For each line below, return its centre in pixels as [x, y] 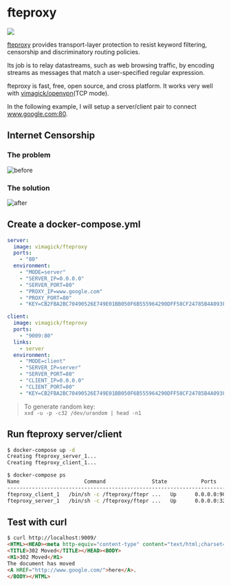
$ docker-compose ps [37, 475]
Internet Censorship [51, 135]
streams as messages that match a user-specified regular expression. [106, 72]
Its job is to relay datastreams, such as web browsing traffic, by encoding [111, 65]
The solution [29, 188]
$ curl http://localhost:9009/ [52, 538]
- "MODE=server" [43, 272]
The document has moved [41, 563]
